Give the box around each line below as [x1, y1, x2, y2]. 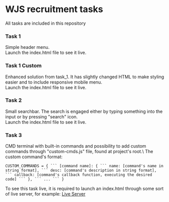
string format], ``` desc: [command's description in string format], [5, 168, 157, 173]
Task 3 [5, 131, 22, 139]
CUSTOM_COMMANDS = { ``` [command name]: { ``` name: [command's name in [5, 164, 164, 169]
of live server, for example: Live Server [5, 191, 86, 197]
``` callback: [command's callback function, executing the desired [5, 172, 152, 177]
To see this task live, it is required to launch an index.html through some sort [5, 185, 164, 192]
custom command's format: [5, 154, 63, 160]
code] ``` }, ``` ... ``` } [5, 177, 65, 182]
